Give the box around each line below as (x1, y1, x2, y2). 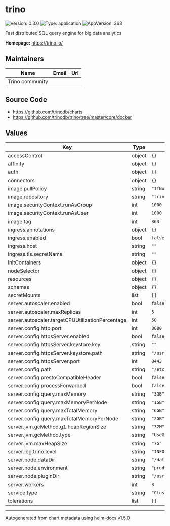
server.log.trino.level (8, 448, 57, 455)
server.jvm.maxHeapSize (8, 440, 67, 447)
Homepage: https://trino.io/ (5, 39, 63, 46)
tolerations (8, 497, 33, 504)
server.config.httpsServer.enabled (8, 333, 90, 340)
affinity (8, 160, 24, 167)
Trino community (8, 78, 48, 85)
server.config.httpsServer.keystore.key (8, 341, 101, 348)
